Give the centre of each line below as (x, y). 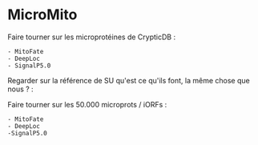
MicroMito (42, 15)
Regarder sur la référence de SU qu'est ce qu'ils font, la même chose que (129, 80)
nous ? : (20, 89)
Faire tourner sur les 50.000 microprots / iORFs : (87, 104)
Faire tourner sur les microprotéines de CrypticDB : (92, 37)
